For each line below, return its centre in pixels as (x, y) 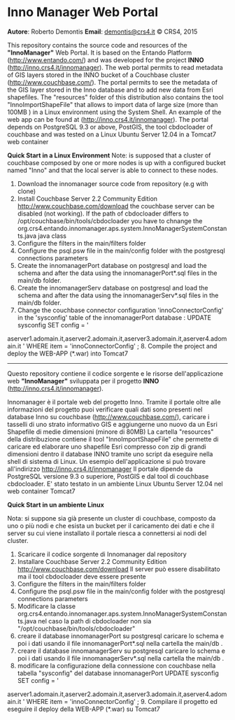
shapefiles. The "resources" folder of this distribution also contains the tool (115, 97)
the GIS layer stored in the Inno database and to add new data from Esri (110, 90)
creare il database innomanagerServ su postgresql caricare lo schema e (121, 651)
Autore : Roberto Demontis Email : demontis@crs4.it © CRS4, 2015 (102, 31)
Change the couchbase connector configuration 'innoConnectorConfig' (120, 310)
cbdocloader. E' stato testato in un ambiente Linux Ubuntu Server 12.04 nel (115, 483)
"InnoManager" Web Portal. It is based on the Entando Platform (100, 52)
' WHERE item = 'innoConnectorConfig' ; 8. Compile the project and (120, 346)
